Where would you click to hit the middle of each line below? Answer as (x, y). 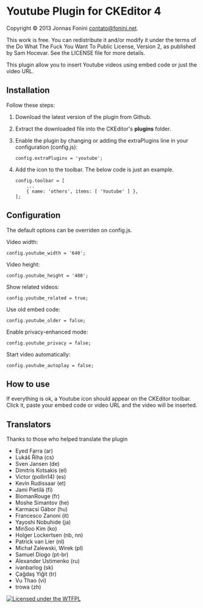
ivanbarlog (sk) (34, 568)
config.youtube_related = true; (47, 298)
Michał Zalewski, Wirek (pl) (49, 548)
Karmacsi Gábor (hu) (41, 509)
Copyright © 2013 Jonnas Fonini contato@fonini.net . (72, 28)
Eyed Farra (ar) (34, 451)
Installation (28, 91)
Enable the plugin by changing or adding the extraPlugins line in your (101, 140)
